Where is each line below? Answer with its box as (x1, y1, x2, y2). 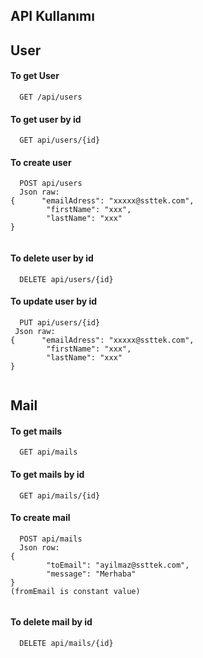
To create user (10, 156, 72, 168)
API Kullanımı (10, 8, 95, 25)
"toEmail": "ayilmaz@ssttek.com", (46, 560, 190, 570)
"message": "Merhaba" (46, 569, 137, 579)
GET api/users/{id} (19, 135, 101, 146)
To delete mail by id (10, 616, 93, 628)
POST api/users (19, 179, 83, 189)
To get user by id (10, 113, 82, 125)
